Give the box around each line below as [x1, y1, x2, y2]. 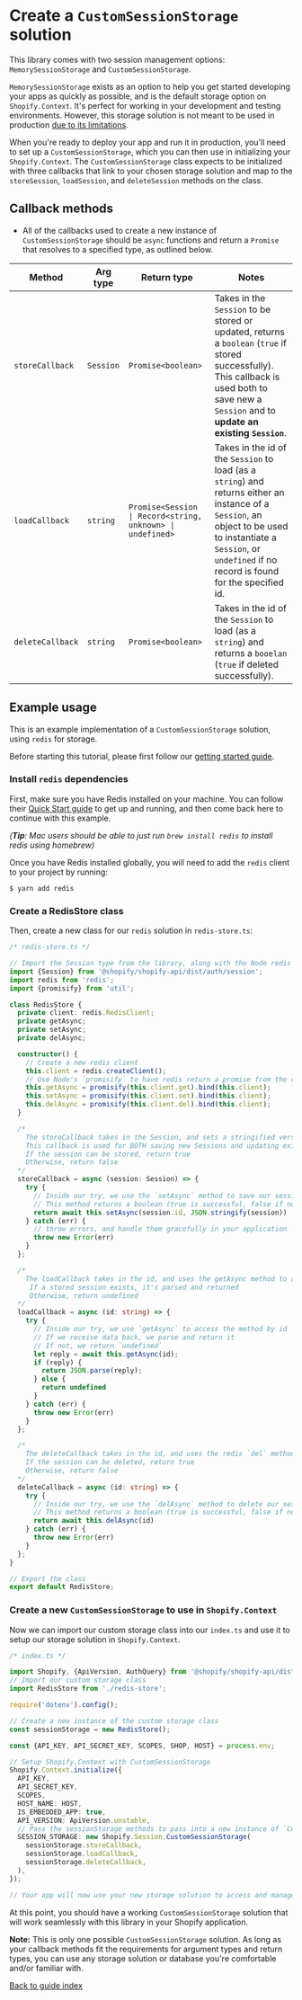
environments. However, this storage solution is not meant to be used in [9, 110, 275, 120]
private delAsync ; [17, 1034, 87, 1043]
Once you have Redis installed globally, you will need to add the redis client [9, 857, 290, 867]
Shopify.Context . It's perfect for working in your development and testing [9, 100, 281, 111]
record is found [214, 564, 280, 577]
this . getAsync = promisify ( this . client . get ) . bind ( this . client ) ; [25, 1083, 271, 1092]
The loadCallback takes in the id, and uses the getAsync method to [25, 1274, 288, 1284]
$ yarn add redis [9, 884, 75, 893]
